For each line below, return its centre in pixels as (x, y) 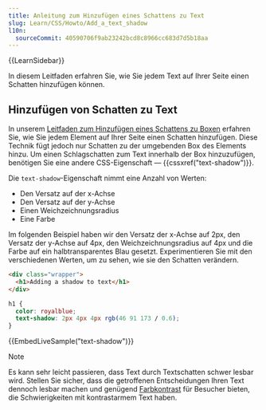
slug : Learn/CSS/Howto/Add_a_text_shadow (78, 23)
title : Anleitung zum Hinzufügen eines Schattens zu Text (106, 16)
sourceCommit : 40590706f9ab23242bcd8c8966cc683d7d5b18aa (112, 38)
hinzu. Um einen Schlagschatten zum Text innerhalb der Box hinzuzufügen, (132, 154)
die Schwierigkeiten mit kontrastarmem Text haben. (93, 398)
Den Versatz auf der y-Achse (67, 202)
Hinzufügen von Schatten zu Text (93, 110)
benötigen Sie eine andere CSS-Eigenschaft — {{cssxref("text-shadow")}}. (131, 163)
